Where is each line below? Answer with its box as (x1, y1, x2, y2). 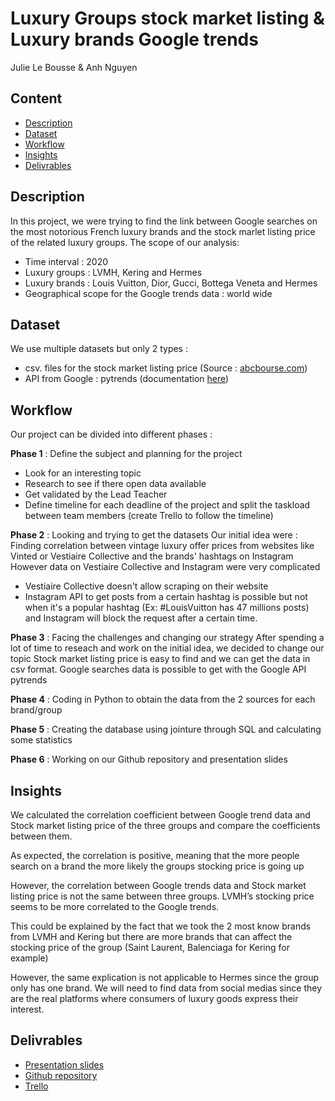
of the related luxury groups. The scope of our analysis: (10, 236, 240, 248)
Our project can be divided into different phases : (10, 428, 213, 441)
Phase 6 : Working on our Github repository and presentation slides (10, 753, 288, 766)
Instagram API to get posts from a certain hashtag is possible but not (24, 591, 308, 603)
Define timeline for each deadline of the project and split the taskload (24, 499, 311, 511)
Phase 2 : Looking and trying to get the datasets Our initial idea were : (10, 529, 298, 541)
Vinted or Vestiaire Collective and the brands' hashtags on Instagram (10, 550, 294, 562)
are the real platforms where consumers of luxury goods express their (10, 993, 299, 1004)
